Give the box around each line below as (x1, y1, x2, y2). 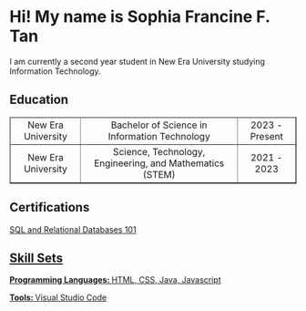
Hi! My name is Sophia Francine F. (9, 6, 270, 27)
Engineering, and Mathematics (94, 157, 225, 170)
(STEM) (142, 168, 176, 181)
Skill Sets (9, 250, 64, 265)
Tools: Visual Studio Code (9, 292, 107, 303)
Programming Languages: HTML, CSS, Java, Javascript (9, 275, 221, 285)
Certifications (9, 200, 90, 215)
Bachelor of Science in (110, 119, 208, 131)
